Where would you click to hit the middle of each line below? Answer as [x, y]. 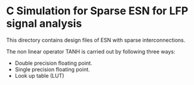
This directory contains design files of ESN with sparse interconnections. [96, 40]
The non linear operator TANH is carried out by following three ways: [91, 51]
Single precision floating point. [53, 69]
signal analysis [44, 23]
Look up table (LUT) [39, 75]
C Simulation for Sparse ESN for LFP [97, 11]
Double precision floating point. [53, 63]
